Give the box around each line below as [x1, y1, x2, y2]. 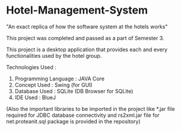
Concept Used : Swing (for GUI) [14, 81, 93, 89]
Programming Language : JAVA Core [14, 75, 105, 82]
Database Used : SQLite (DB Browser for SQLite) [14, 87, 134, 94]
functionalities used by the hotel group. [6, 52, 102, 59]
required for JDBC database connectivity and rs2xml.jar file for [6, 112, 160, 119]
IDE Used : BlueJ [14, 94, 56, 101]
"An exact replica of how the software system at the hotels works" [6, 23, 168, 30]
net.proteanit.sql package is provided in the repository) [6, 117, 141, 125]
